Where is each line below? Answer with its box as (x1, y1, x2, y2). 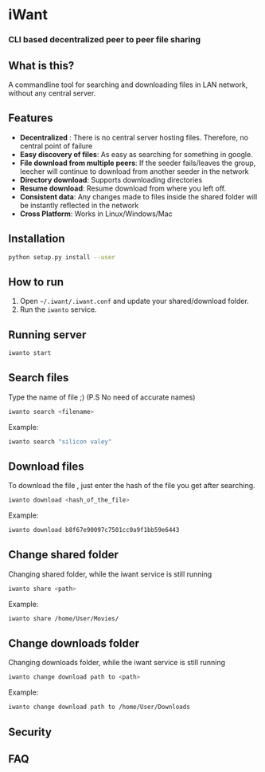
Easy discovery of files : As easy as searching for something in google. (19, 149, 253, 159)
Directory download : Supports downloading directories (19, 175, 203, 184)
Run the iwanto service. (19, 305, 97, 314)
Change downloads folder (8, 636, 140, 650)
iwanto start (8, 349, 52, 357)
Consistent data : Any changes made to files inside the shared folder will (19, 191, 258, 201)
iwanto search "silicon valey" (8, 437, 112, 446)
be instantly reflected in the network (19, 200, 139, 210)
